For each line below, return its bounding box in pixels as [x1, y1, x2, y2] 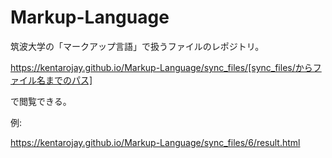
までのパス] [44, 74, 93, 86]
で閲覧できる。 [10, 95, 72, 107]
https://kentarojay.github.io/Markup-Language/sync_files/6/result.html [10, 136, 301, 148]
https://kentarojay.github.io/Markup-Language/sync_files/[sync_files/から [10, 61, 313, 73]
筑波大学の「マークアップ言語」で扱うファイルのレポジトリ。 [10, 40, 265, 52]
